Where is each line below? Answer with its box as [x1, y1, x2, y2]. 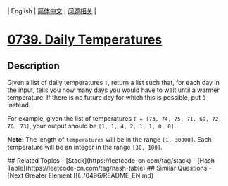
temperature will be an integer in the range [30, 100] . [7, 143, 163, 151]
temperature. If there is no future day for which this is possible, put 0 [7, 93, 206, 101]
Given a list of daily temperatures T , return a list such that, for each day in [7, 79, 220, 86]
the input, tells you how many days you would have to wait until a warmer [7, 86, 220, 94]
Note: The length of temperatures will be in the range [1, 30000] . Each [7, 135, 213, 143]
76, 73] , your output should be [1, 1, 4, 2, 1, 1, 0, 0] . [7, 122, 176, 130]
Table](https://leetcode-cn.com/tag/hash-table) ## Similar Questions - [7, 164, 213, 172]
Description [7, 60, 60, 72]
